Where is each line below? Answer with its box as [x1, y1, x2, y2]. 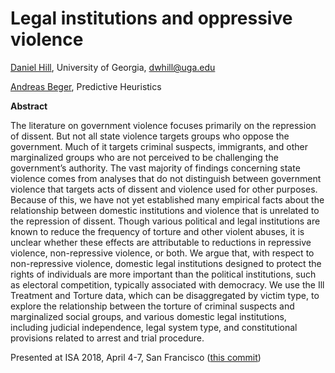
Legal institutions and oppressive [10, 7, 293, 30]
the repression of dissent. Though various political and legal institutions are [10, 215, 321, 227]
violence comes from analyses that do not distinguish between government [10, 172, 322, 184]
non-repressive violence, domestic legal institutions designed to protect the [10, 257, 322, 269]
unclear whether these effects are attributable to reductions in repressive [10, 236, 312, 248]
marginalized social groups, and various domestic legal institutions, [10, 310, 287, 322]
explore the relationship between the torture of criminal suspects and [10, 300, 295, 312]
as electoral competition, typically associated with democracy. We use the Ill [10, 278, 325, 291]
